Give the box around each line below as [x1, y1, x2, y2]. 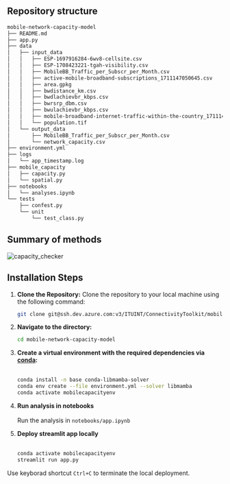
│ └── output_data [7, 125, 66, 132]
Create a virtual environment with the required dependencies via [16, 349, 205, 357]
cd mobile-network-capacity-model [16, 336, 116, 343]
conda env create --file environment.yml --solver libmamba [16, 383, 192, 390]
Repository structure [7, 5, 98, 17]
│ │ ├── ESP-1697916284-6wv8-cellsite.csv [7, 56, 142, 62]
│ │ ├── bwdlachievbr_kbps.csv [7, 94, 109, 101]
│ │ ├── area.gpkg [7, 81, 72, 88]
